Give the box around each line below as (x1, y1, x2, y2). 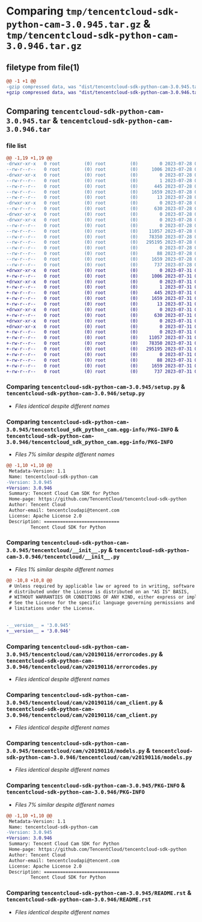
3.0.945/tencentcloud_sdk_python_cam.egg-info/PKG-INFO (6, 426, 173, 433)
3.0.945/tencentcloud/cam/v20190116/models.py (6, 748, 145, 755)
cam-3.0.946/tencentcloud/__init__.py (6, 553, 120, 561)
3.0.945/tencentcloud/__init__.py (6, 547, 107, 554)
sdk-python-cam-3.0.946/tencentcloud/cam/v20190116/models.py (6, 754, 192, 761)
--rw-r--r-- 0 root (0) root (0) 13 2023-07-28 (6, 194, 192, 200)
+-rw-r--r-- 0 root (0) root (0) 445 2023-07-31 (6, 290, 192, 296)
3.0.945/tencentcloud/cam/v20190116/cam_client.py (6, 699, 158, 706)
